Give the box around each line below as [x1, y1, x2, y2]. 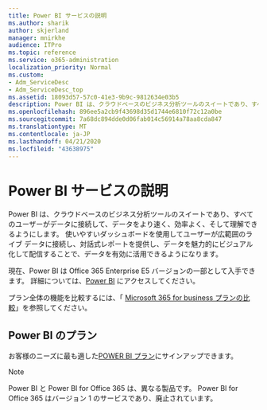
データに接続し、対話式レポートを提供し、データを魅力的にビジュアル [23, 240, 253, 249]
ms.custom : [8, 71, 44, 79]
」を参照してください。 [15, 303, 92, 313]
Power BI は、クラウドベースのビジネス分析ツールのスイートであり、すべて [8, 209, 254, 219]
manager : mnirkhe [8, 33, 66, 42]
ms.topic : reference [8, 49, 77, 57]
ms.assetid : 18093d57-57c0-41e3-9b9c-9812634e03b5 [8, 93, 180, 101]
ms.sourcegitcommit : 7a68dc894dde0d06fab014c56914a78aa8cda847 [8, 115, 222, 123]
